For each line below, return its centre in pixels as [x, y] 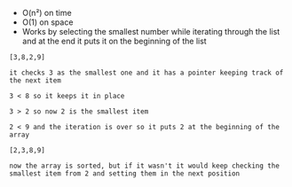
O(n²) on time [47, 13]
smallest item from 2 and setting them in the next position [125, 174]
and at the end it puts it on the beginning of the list [114, 41]
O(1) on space [47, 22]
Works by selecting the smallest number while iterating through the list [151, 31]
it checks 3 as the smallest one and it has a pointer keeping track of [146, 73]
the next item [36, 81]
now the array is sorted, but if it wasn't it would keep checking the [144, 166]
